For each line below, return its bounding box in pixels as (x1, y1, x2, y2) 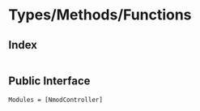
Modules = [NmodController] (8, 96, 104, 104)
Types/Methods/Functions (8, 6, 192, 24)
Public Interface (8, 75, 91, 88)
